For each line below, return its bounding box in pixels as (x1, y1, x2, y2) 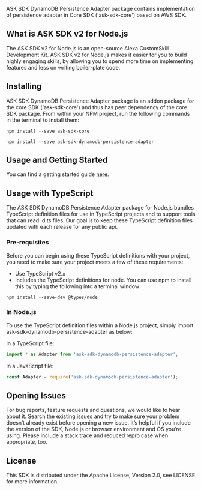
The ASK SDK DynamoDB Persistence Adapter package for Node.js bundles (6, 204, 194, 211)
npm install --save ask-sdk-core (6, 128, 90, 134)
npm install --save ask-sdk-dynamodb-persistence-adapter (6, 138, 154, 145)
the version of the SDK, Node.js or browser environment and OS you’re (6, 426, 181, 433)
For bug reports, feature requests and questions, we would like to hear (6, 407, 181, 414)
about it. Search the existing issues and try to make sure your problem (6, 413, 180, 420)
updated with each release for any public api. (6, 223, 118, 231)
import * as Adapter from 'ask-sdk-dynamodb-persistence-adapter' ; (6, 351, 179, 357)
